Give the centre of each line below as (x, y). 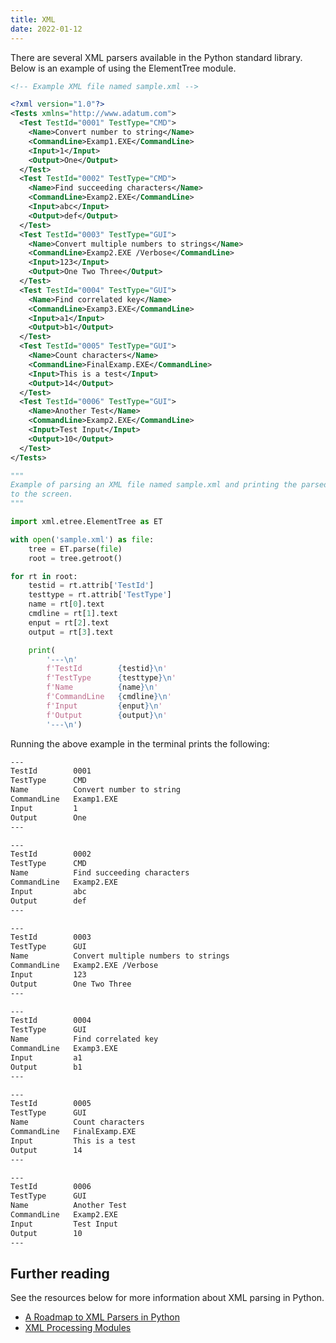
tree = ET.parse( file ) (75, 549)
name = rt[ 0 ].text (66, 604)
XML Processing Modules (78, 1328)
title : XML (33, 19)
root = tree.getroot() (75, 558)
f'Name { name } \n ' (102, 687)
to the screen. (42, 494)
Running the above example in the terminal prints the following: (140, 743)
